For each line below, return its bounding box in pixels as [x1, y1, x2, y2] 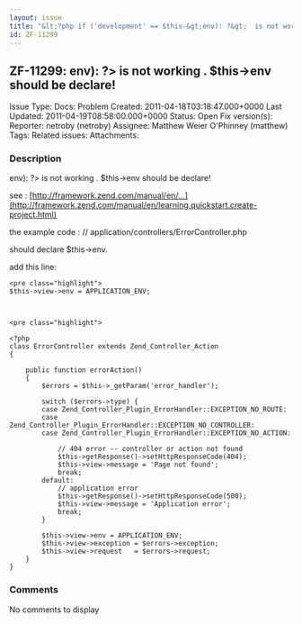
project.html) [9, 209, 57, 221]
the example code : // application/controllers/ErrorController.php [9, 227, 247, 238]
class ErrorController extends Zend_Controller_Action [9, 342, 219, 351]
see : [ [9, 190, 33, 201]
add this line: [9, 262, 57, 273]
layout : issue [9, 13, 63, 23]
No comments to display [9, 604, 100, 615]
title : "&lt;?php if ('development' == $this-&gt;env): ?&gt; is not [9, 22, 280, 31]
